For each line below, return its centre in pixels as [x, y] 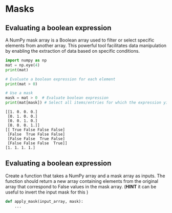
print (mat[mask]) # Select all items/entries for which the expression [83, 103]
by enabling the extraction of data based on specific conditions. [72, 51]
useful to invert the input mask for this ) [47, 192]
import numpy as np [26, 60]
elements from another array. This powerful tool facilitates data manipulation [86, 46]
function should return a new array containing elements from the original [82, 181]
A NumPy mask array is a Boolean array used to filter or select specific [80, 40]
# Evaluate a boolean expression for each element [60, 79]
